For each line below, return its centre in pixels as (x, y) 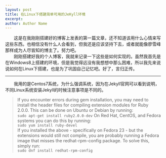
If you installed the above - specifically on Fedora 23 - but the (80, 130)
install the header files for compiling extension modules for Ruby (83, 105)
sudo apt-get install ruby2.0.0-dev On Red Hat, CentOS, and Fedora (89, 116)
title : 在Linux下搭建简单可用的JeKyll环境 (45, 14)
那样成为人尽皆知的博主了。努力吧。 (42, 50)
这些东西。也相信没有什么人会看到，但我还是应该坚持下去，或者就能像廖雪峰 (83, 44)
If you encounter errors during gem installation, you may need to (83, 100)
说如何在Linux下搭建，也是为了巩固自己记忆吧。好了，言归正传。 (71, 69)
